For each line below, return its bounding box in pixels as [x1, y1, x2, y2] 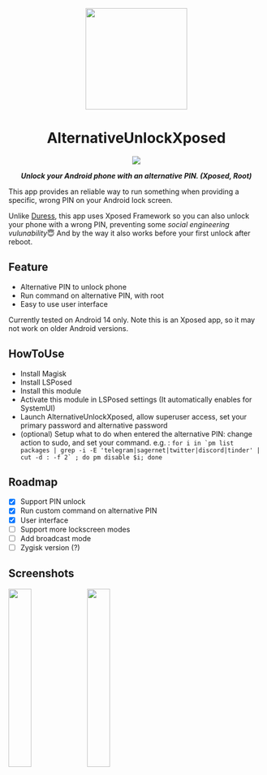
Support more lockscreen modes [19, 524, 131, 534]
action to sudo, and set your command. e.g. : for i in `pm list [19, 437, 234, 447]
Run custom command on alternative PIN [19, 506, 157, 515]
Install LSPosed [19, 377, 72, 387]
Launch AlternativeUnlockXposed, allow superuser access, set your [19, 411, 248, 421]
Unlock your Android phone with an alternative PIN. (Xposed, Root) [20, 170, 252, 180]
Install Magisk [19, 368, 67, 378]
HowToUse [8, 347, 65, 361]
